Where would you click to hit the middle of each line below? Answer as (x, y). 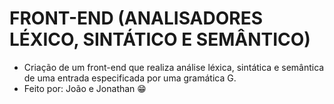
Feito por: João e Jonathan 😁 (85, 88)
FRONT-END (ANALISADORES (136, 18)
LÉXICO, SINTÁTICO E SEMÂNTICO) (160, 39)
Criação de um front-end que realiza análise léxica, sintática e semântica (174, 67)
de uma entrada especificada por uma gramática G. (130, 78)
